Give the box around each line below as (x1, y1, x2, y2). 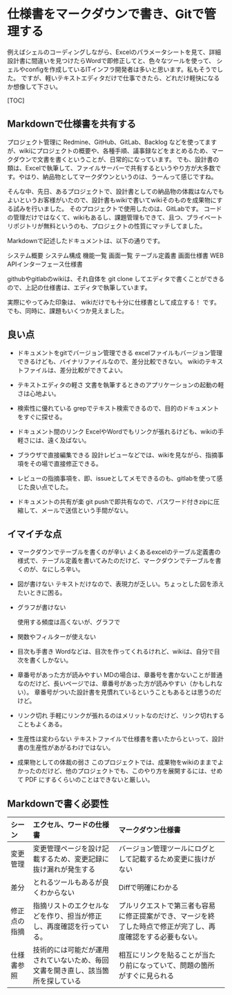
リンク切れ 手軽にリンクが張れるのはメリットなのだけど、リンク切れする (17, 711, 225, 720)
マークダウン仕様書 (118, 825, 181, 835)
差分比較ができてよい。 (59, 366, 126, 374)
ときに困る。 (29, 589, 66, 597)
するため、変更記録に (39, 854, 109, 864)
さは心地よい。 (17, 389, 60, 397)
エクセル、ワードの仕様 (32, 820, 109, 830)
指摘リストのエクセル (32, 901, 102, 911)
